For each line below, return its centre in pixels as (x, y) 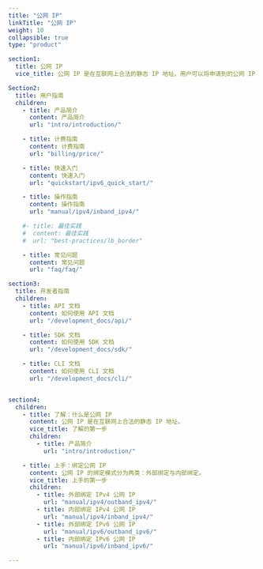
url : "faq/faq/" (56, 269)
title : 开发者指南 (42, 292)
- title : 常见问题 (50, 255)
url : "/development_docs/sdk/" (81, 350)
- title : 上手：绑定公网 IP (64, 465)
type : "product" (35, 45)
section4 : (24, 400)
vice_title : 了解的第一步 (68, 429)
